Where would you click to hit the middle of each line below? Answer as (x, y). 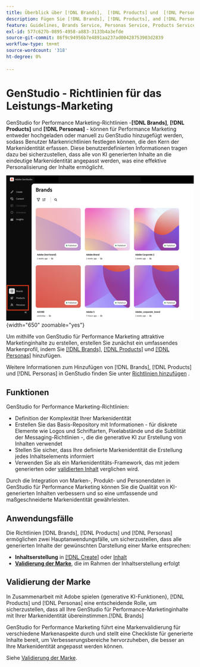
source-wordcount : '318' (37, 51)
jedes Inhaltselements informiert (54, 456)
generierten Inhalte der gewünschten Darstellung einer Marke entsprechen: (99, 545)
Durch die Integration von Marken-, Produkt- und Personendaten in (88, 481)
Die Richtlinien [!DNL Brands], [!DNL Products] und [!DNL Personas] (89, 533)
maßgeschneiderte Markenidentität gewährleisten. (68, 500)
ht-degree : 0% (24, 57)
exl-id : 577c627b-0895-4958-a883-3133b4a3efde (65, 32)
